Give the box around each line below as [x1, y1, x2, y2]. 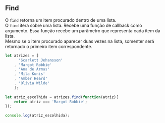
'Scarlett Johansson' [18, 58, 63, 62]
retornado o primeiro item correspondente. [5, 43, 93, 49]
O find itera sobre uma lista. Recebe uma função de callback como [5, 22, 142, 28]
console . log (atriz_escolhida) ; [5, 113, 70, 118]
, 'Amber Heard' [14, 76, 48, 81]
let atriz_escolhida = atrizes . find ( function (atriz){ [5, 94, 119, 100]
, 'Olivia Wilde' [14, 81, 50, 86]
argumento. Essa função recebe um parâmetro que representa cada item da [5, 27, 161, 34]
